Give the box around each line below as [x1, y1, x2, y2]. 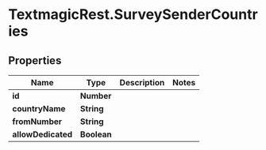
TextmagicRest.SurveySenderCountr [8, 6, 258, 24]
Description [119, 77, 165, 88]
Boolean [79, 129, 113, 140]
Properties [8, 54, 62, 67]
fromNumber [12, 116, 62, 127]
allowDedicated [12, 129, 73, 140]
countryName [12, 103, 66, 114]
